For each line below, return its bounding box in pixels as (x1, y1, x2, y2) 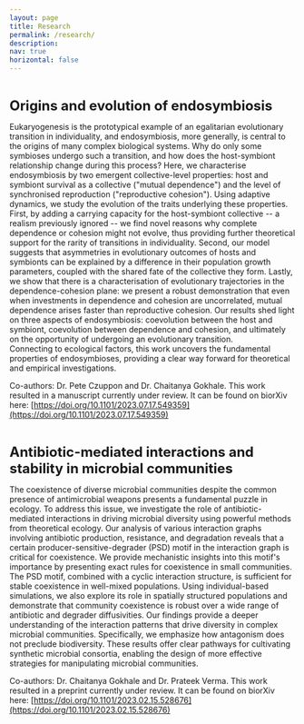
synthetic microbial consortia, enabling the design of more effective (9, 649, 262, 659)
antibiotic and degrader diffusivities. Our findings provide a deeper (9, 610, 259, 620)
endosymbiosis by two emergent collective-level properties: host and (9, 170, 269, 180)
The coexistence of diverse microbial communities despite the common (9, 484, 277, 495)
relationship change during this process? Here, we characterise (9, 160, 247, 171)
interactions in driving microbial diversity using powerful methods (46, 513, 292, 523)
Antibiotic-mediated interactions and (9, 443, 254, 461)
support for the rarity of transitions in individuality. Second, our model (9, 237, 270, 248)
